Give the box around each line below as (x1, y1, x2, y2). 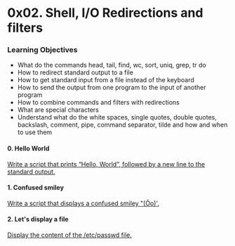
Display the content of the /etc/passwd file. (7, 231, 132, 240)
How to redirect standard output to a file (17, 68, 133, 77)
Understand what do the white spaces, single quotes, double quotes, (17, 113, 217, 122)
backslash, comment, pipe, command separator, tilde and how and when (17, 121, 228, 129)
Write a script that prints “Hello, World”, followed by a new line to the (7, 160, 206, 168)
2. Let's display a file (7, 215, 69, 224)
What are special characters (17, 105, 100, 114)
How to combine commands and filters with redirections (17, 98, 180, 107)
